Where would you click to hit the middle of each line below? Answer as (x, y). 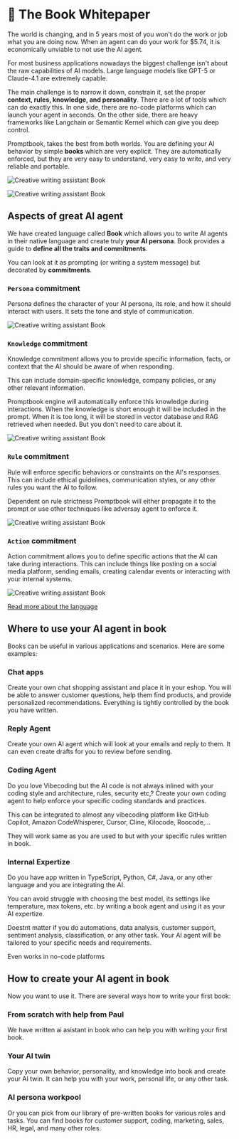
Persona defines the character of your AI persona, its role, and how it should (119, 304)
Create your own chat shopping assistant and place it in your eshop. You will (119, 688)
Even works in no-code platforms (56, 956)
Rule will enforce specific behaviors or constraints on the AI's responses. (115, 472)
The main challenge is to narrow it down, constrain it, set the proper (107, 92)
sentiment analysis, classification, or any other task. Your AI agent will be (114, 935)
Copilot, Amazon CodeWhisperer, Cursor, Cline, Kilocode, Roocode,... (109, 822)
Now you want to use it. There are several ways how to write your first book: (119, 996)
